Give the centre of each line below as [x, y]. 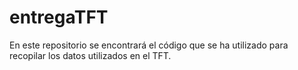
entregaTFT [59, 17]
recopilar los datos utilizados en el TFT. [90, 55]
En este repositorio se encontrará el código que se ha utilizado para [149, 45]
